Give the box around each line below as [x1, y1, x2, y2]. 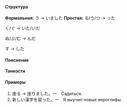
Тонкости [5, 68, 26, 74]
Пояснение [5, 57, 29, 63]
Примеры [5, 79, 26, 85]
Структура [5, 4, 28, 10]
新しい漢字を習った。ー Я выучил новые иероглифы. [12, 96, 122, 102]
